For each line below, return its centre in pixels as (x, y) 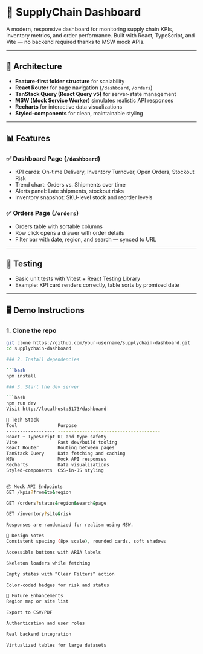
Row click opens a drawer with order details (69, 232)
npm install (21, 376)
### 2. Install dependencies (43, 359)
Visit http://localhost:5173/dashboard (56, 409)
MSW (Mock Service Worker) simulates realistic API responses (94, 100)
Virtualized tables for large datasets (56, 645)
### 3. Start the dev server (43, 387)
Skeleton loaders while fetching (48, 563)
